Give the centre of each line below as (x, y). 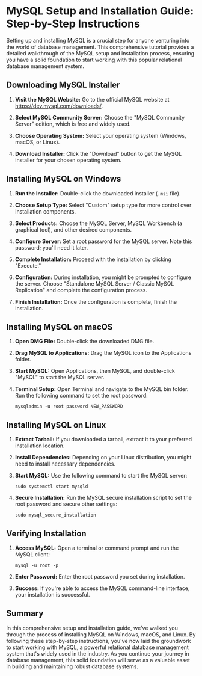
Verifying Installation (46, 533)
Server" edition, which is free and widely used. (73, 124)
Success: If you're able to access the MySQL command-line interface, (102, 588)
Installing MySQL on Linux (56, 425)
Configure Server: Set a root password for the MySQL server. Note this (103, 241)
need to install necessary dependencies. (65, 464)
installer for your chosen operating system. (68, 160)
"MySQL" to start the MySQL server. (60, 378)
